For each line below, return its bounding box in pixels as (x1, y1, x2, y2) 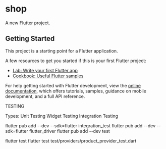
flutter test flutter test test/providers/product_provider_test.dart (5, 137, 137, 144)
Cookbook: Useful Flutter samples (12, 73, 84, 79)
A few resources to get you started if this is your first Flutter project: (5, 58, 146, 64)
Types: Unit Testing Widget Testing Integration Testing (5, 113, 119, 119)
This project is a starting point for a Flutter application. (5, 47, 118, 54)
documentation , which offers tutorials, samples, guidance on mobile (5, 88, 146, 94)
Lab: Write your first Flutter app (12, 67, 78, 73)
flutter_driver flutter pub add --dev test (29, 128, 110, 134)
